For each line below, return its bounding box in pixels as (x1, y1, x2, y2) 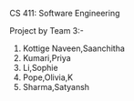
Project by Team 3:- (9, 25, 84, 35)
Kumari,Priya (22, 53, 71, 63)
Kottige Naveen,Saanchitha (22, 43, 126, 54)
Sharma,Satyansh (22, 82, 89, 92)
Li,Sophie (22, 63, 58, 73)
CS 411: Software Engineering (9, 8, 120, 18)
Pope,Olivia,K (22, 72, 74, 83)
